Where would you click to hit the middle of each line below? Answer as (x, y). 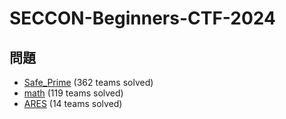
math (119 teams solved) (73, 93)
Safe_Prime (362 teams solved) (88, 82)
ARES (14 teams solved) (73, 103)
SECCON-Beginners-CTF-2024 (142, 18)
